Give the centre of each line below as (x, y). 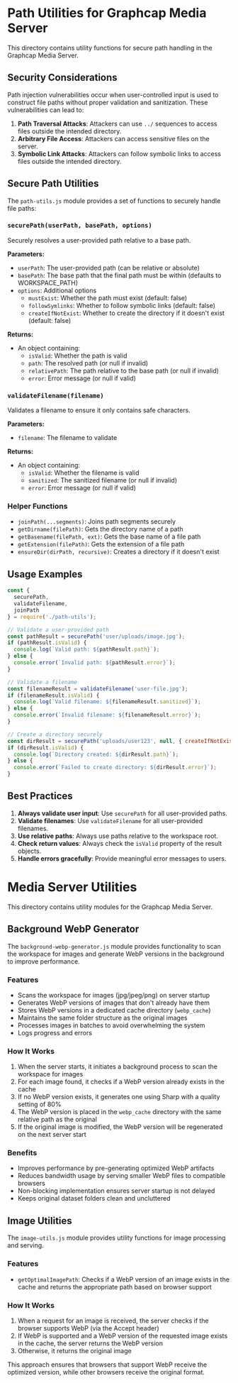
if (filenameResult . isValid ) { (53, 695)
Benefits (22, 1153)
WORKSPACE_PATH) (48, 282)
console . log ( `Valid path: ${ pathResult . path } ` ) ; (87, 650)
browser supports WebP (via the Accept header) (88, 1328)
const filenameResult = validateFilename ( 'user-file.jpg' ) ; (98, 689)
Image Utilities (40, 1221)
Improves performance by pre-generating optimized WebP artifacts (116, 1168)
